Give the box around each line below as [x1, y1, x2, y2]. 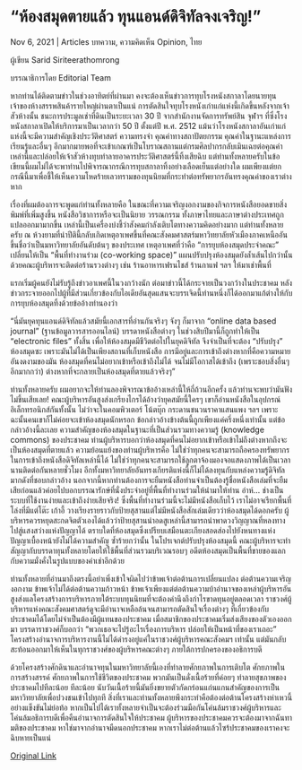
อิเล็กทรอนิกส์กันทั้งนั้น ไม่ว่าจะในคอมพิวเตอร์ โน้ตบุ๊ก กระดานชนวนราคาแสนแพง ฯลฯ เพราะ [10, 403, 279, 414]
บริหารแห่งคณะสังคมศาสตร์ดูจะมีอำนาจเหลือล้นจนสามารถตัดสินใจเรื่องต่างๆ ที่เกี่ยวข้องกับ [10, 603, 270, 614]
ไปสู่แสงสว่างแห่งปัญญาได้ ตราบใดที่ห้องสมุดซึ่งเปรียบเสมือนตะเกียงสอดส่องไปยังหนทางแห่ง [10, 524, 276, 535]
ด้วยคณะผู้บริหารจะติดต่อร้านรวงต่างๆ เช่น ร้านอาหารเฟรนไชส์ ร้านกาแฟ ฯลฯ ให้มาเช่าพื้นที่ [10, 259, 272, 270]
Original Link [10, 750, 57, 761]
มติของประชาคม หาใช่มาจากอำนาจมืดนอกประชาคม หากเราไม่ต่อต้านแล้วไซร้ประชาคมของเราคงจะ [10, 722, 290, 732]
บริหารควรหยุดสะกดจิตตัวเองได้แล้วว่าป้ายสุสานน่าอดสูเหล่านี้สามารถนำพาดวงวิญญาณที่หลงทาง [10, 515, 286, 525]
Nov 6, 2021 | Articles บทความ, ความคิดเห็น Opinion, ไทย [10, 36, 203, 47]
